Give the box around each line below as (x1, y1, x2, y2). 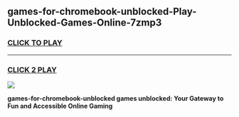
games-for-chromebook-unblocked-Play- (7, 6, 197, 18)
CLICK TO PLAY (7, 38, 63, 48)
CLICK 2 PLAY (7, 65, 57, 74)
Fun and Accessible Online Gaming (7, 101, 113, 110)
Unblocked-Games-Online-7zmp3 (7, 17, 162, 29)
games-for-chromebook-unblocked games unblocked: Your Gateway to (7, 94, 224, 102)
